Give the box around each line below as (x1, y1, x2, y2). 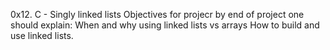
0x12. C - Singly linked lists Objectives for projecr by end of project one (10, 9, 305, 20)
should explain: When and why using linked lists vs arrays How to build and (10, 19, 320, 31)
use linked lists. (10, 30, 74, 41)
